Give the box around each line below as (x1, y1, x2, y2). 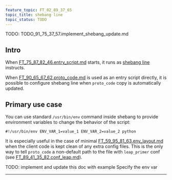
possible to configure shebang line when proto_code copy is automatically (5, 80, 161, 86)
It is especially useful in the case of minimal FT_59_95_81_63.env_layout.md (5, 138, 164, 144)
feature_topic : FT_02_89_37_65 (5, 7, 72, 13)
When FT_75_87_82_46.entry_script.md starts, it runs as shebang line (5, 59, 150, 65)
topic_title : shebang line (5, 12, 63, 17)
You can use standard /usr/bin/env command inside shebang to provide (5, 114, 159, 120)
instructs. (5, 65, 26, 71)
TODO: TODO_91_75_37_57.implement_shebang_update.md (5, 31, 129, 37)
